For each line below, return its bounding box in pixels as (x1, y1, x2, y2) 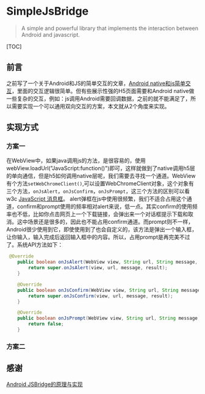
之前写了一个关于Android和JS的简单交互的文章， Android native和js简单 (6, 80, 186, 87)
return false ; (28, 321, 64, 327)
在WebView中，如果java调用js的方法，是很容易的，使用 (6, 157, 146, 165)
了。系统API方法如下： (6, 241, 63, 248)
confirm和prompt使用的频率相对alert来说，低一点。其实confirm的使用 (16, 203, 192, 210)
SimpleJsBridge (6, 4, 89, 18)
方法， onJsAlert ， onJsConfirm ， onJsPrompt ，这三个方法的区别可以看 (16, 188, 190, 195)
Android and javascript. (21, 31, 81, 38)
